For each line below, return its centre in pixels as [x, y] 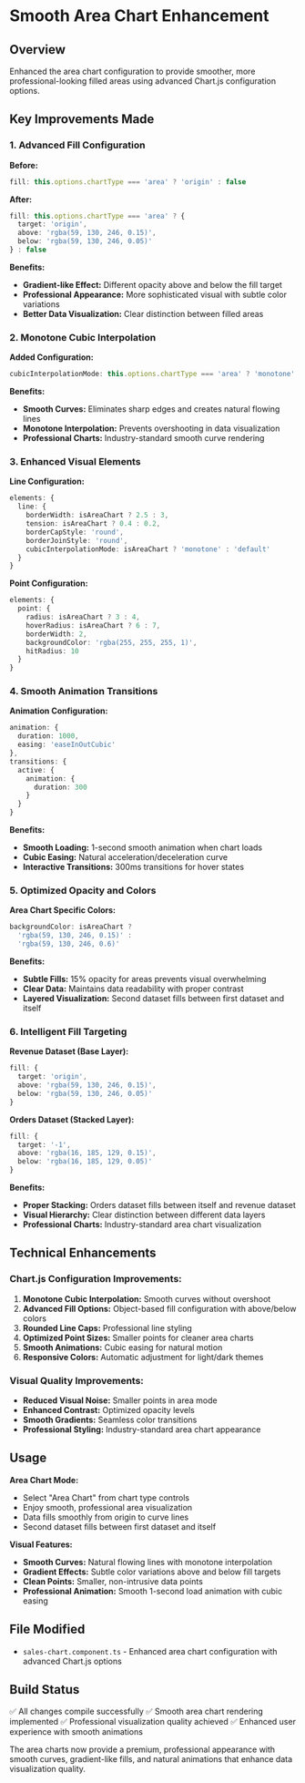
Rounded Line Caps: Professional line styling [107, 1327]
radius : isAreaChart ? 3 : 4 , [83, 617]
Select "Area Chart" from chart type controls [106, 1497]
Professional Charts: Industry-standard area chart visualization [142, 1225]
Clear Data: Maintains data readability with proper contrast [133, 989]
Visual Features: [41, 1544]
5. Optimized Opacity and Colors [83, 891]
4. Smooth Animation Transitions [84, 692]
